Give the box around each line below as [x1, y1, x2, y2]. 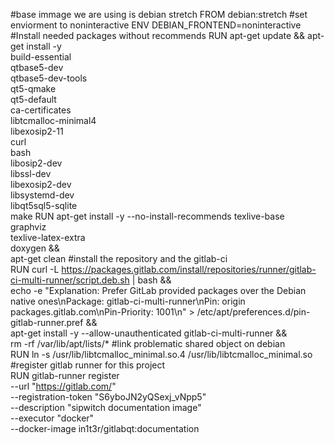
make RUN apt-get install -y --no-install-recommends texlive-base [10, 210, 285, 222]
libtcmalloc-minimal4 [10, 115, 97, 126]
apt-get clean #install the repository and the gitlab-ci [10, 253, 228, 264]
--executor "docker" [10, 412, 95, 424]
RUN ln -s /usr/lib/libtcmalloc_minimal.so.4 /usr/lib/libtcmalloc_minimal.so [10, 349, 313, 360]
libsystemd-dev [10, 189, 75, 201]
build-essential [10, 51, 72, 63]
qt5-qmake [10, 83, 57, 94]
